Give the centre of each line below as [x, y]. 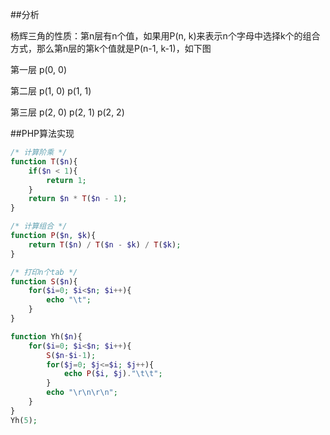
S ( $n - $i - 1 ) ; [71, 355]
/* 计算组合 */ [39, 226]
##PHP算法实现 [42, 133]
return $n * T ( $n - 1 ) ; [78, 199]
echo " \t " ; [69, 300]
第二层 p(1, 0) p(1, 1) [51, 91]
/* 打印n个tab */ [44, 272]
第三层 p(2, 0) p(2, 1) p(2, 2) [67, 112]
